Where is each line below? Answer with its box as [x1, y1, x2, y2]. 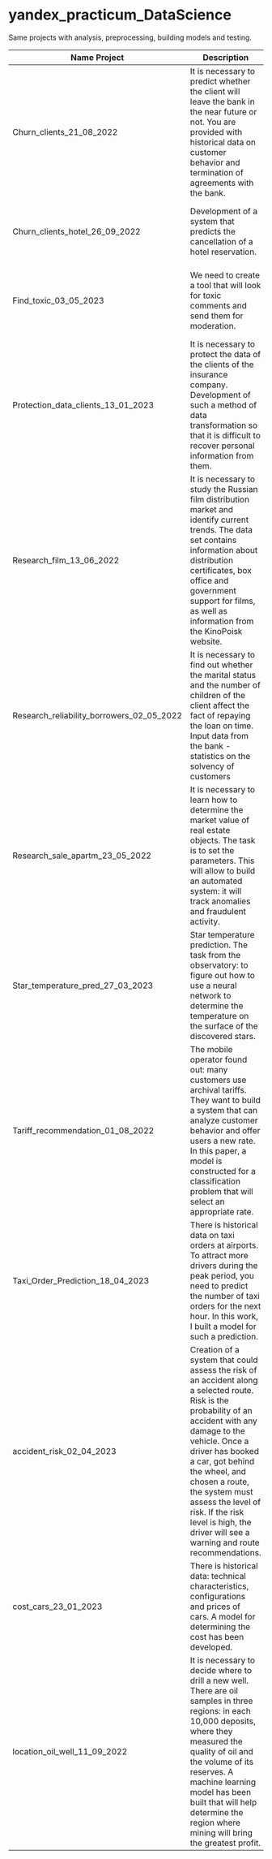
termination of [189, 166, 244, 178]
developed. [189, 1641, 233, 1653]
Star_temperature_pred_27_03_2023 [12, 980, 154, 991]
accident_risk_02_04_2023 [12, 1445, 117, 1456]
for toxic [189, 290, 222, 301]
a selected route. [189, 1384, 254, 1395]
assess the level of [189, 1496, 261, 1507]
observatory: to [189, 960, 249, 971]
